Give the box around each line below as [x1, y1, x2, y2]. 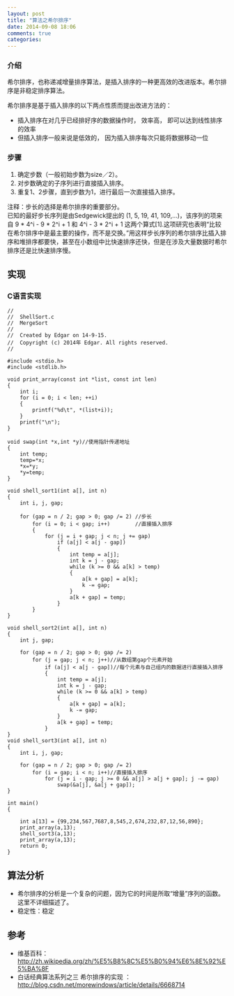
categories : [7, 36, 42, 43]
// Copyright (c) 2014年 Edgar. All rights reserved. [7, 340, 169, 347]
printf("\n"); [19, 419, 61, 426]
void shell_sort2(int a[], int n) [7, 625, 108, 632]
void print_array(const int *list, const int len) [7, 376, 157, 383]
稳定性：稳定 [17, 907, 54, 916]
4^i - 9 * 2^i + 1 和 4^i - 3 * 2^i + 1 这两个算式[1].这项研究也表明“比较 [26, 219, 221, 228]
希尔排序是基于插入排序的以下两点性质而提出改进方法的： [7, 101, 172, 110]
